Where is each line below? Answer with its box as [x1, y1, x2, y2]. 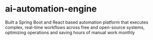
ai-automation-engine [5, 3, 97, 14]
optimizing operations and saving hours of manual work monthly [5, 29, 135, 35]
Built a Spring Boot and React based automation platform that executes [5, 19, 149, 25]
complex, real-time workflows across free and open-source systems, [5, 24, 145, 30]
